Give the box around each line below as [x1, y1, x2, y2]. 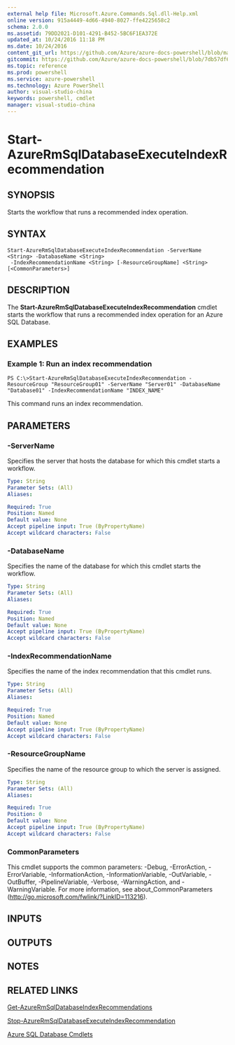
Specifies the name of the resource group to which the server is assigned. [7, 765, 221, 773]
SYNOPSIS [7, 189, 55, 201]
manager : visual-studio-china [7, 102, 96, 109]
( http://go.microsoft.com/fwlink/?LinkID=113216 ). [7, 893, 148, 901]
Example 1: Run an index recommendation [7, 359, 152, 369]
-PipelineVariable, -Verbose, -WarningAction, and [38, 877, 180, 887]
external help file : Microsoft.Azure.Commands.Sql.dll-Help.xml [7, 10, 199, 18]
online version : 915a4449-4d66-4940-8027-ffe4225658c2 [7, 17, 171, 24]
